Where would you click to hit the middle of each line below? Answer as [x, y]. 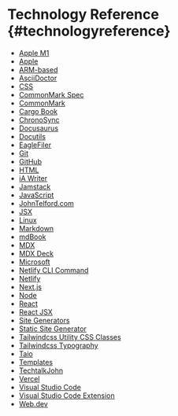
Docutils [32, 136]
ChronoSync [39, 120]
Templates [35, 362]
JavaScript [36, 195]
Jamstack [35, 186]
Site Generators [44, 320]
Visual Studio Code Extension [67, 396]
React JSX [35, 311]
